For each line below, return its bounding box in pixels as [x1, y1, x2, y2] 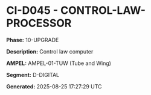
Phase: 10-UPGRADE [6, 36, 59, 43]
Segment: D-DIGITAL [6, 71, 59, 78]
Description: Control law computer [6, 47, 94, 55]
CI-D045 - [6, 4, 59, 17]
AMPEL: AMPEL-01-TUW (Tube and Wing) [6, 60, 112, 67]
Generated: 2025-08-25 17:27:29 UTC [6, 82, 102, 90]
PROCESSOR [6, 16, 72, 30]
